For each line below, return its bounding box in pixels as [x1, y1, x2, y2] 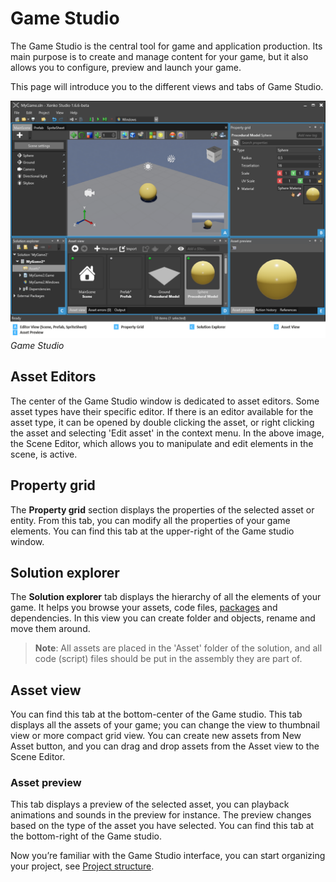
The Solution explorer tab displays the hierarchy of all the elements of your [10, 591, 322, 603]
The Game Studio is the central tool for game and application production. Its [10, 40, 323, 52]
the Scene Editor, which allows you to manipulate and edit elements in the [10, 437, 314, 449]
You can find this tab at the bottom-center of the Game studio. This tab [10, 708, 303, 721]
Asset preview [10, 776, 82, 790]
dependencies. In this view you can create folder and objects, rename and [10, 612, 316, 624]
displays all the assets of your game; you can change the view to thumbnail [10, 719, 320, 731]
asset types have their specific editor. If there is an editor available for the [10, 405, 314, 417]
